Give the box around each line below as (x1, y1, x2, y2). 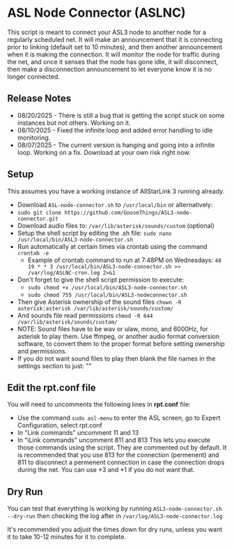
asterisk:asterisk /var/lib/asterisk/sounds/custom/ (17, 305, 174, 312)
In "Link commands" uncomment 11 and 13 (17, 429, 139, 437)
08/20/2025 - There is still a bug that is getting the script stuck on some (17, 111, 225, 119)
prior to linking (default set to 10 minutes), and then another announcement (7, 43, 223, 51)
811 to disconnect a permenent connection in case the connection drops (17, 458, 225, 466)
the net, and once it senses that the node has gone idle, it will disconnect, (7, 57, 219, 66)
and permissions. (17, 347, 68, 355)
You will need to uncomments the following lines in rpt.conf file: (7, 400, 191, 409)
